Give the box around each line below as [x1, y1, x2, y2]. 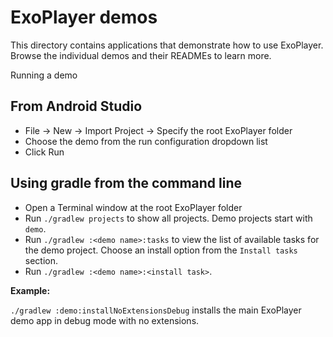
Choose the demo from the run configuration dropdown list [24, 135, 268, 147]
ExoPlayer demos [10, 6, 158, 29]
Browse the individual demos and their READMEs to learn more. [10, 49, 272, 61]
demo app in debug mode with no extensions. [10, 314, 200, 326]
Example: [10, 284, 51, 296]
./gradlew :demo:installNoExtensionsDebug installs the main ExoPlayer [10, 304, 302, 316]
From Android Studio [10, 98, 143, 115]
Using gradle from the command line [10, 175, 242, 192]
